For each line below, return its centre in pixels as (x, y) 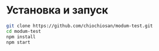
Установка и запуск (57, 10)
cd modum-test (24, 31)
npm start (18, 42)
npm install (21, 37)
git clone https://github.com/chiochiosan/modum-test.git (79, 26)
